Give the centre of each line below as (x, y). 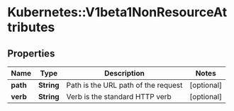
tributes (31, 27)
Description (124, 73)
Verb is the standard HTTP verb (119, 97)
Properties (31, 53)
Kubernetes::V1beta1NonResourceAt (117, 12)
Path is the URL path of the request (124, 85)
